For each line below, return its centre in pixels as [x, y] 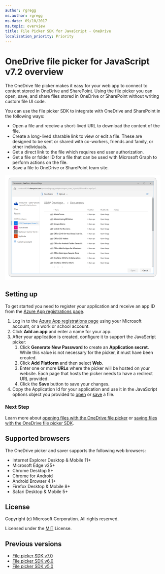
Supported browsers [37, 439]
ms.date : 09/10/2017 [26, 21]
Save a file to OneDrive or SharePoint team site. [61, 167]
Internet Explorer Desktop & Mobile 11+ [51, 460]
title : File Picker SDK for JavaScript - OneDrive [58, 31]
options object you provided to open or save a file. [63, 394]
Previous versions [33, 544]
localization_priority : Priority [39, 37]
